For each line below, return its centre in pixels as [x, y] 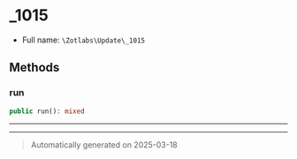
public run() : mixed [47, 111]
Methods [34, 68]
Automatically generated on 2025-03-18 [104, 144]
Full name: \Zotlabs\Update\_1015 [84, 40]
